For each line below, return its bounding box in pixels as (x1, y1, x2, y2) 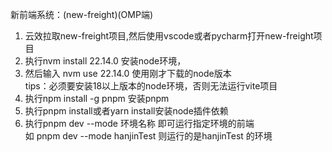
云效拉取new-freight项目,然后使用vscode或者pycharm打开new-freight (24, 30, 314, 42)
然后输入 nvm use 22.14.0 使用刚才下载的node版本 (24, 68, 232, 79)
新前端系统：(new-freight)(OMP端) (10, 9, 154, 20)
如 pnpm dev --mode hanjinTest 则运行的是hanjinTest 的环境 (24, 130, 273, 142)
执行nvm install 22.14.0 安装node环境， (24, 55, 187, 67)
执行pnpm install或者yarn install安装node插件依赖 (24, 105, 229, 117)
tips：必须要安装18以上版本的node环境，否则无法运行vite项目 (24, 80, 278, 92)
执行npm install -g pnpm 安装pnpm (24, 93, 170, 104)
